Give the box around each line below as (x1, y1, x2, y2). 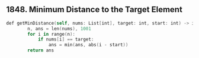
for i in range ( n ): (27, 31, 76, 37)
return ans (27, 47, 54, 53)
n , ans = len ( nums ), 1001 (27, 26, 92, 32)
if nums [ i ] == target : (37, 36, 94, 43)
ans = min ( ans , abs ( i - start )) (48, 42, 129, 48)
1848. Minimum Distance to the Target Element (6, 5, 182, 15)
